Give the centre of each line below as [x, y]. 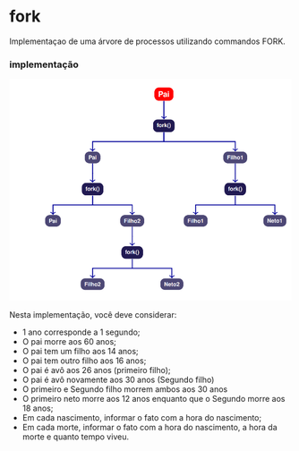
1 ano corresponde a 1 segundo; [81, 332]
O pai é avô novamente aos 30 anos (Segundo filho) [118, 380]
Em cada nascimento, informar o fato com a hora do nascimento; [142, 418]
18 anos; [38, 408]
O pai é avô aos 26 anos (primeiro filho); [97, 370]
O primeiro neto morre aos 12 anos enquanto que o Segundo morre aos [154, 399]
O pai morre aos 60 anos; [69, 342]
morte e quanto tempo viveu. [76, 437]
